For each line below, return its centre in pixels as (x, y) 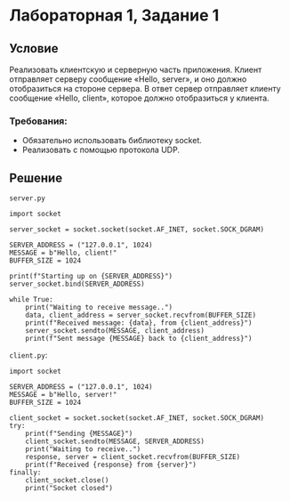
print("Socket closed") (69, 489)
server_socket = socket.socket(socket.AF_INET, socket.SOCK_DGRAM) (137, 230)
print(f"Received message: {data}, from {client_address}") (139, 323)
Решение (36, 178)
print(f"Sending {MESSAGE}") (79, 434)
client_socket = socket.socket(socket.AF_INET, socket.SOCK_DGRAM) (137, 418)
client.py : (28, 355)
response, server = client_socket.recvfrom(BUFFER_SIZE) (133, 457)
